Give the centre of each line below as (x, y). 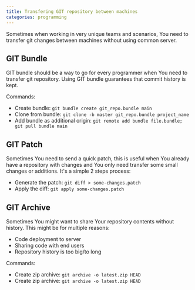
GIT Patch (24, 144)
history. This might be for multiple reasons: (58, 228)
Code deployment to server (48, 239)
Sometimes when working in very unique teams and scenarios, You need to (97, 34)
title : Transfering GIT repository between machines (72, 11)
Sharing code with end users (49, 245)
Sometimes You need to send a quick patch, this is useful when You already (98, 159)
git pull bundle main (41, 126)
